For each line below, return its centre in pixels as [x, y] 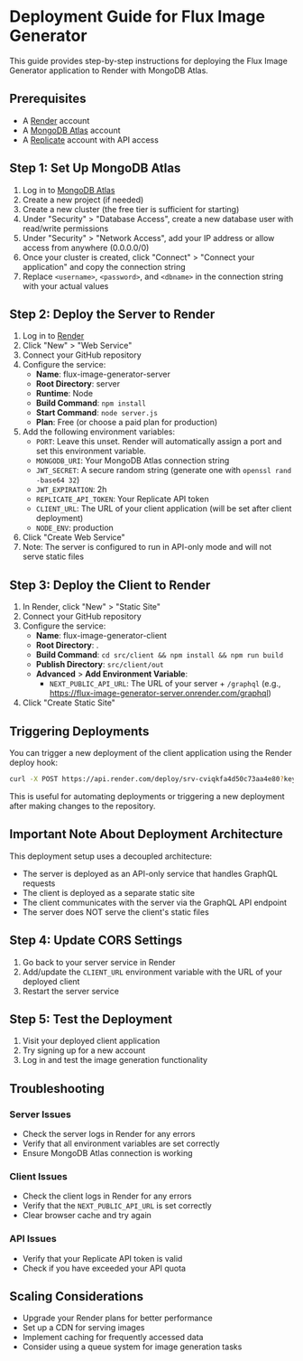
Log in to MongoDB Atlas [69, 190]
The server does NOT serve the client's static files [115, 912]
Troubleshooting [57, 1089]
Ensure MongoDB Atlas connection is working [107, 1153]
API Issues [33, 1239]
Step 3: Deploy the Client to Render [110, 585]
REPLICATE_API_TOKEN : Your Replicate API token [122, 499]
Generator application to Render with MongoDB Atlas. [109, 70]
